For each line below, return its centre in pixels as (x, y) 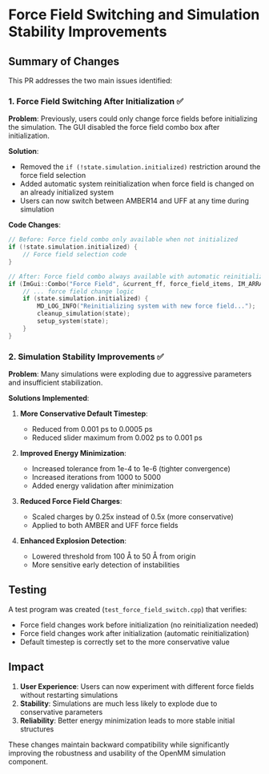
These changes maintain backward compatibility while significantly (119, 744)
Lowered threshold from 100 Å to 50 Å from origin (114, 556)
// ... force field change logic (78, 291)
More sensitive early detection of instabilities (106, 564)
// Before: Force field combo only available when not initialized (123, 240)
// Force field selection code (75, 255)
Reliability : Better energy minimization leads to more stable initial (127, 720)
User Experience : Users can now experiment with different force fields (137, 686)
